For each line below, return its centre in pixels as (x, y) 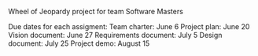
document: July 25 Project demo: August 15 (79, 43)
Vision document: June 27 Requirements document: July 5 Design (115, 35)
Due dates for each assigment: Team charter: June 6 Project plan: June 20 (129, 26)
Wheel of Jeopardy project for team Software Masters (96, 11)
